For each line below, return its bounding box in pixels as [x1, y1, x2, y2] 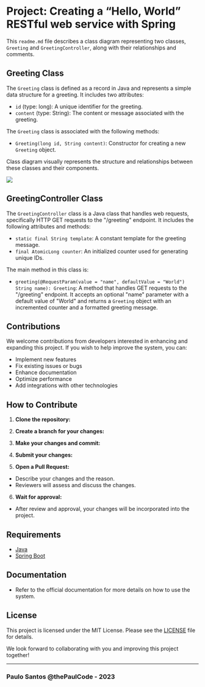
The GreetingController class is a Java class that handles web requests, [6, 210, 189, 217]
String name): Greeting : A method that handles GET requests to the [15, 284, 187, 292]
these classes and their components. [6, 164, 99, 172]
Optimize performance [15, 375, 72, 383]
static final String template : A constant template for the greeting [15, 234, 186, 242]
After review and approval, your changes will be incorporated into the [15, 505, 190, 513]
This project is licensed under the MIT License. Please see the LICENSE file [6, 626, 196, 634]
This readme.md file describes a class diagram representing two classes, [6, 37, 186, 45]
